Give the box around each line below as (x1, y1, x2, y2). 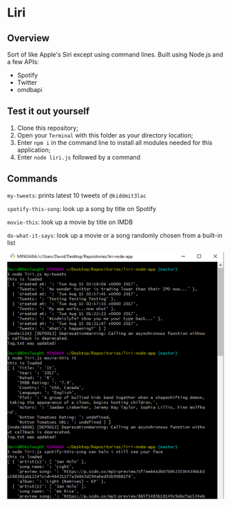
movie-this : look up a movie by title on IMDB (7, 218, 133, 226)
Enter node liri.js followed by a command (16, 153, 141, 161)
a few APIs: (7, 58, 39, 66)
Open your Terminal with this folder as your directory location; (16, 131, 194, 139)
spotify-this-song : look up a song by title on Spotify (7, 204, 157, 212)
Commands (7, 173, 58, 185)
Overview (7, 32, 50, 44)
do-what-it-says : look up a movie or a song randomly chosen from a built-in (7, 231, 223, 239)
